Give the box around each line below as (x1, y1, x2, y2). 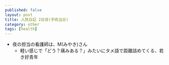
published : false (5, 7, 42, 13)
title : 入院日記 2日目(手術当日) (5, 17, 69, 22)
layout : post (5, 12, 33, 17)
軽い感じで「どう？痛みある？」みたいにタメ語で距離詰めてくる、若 (20, 48, 164, 54)
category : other (5, 21, 40, 27)
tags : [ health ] (5, 27, 37, 32)
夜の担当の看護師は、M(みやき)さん (12, 41, 88, 48)
